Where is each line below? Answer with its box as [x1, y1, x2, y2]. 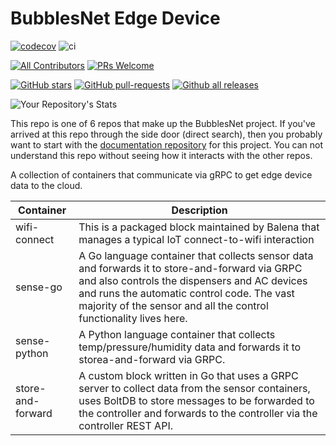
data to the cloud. [10, 179, 83, 191]
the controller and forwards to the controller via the [78, 406, 318, 420]
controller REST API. [78, 418, 173, 432]
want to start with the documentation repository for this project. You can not [10, 138, 324, 151]
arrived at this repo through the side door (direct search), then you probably [10, 128, 323, 140]
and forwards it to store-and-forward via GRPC [78, 261, 303, 275]
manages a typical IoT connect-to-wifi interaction [78, 232, 315, 246]
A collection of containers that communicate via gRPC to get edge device [10, 168, 313, 181]
